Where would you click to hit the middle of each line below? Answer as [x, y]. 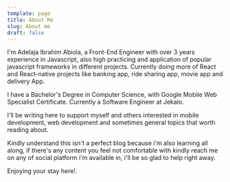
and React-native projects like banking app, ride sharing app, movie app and [115, 74]
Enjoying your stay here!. [42, 171]
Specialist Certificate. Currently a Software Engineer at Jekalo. [95, 102]
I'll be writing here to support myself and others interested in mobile [103, 115]
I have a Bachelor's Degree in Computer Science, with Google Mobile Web [112, 95]
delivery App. [26, 81]
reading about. [28, 130]
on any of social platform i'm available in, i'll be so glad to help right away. [112, 158]
